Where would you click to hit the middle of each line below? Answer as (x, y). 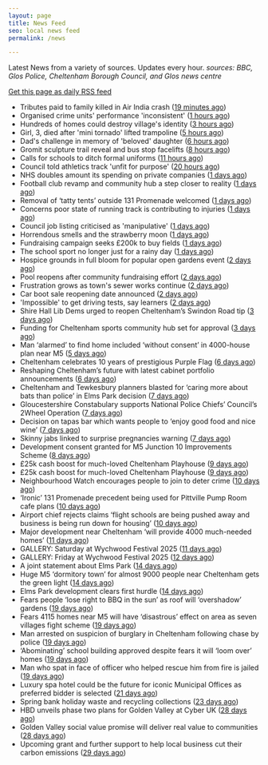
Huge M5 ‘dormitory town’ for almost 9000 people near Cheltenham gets (140, 574)
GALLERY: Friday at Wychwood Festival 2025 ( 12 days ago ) (117, 557)
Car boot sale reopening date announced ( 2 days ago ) (109, 294)
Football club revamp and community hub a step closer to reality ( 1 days (138, 184)
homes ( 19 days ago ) (54, 659)
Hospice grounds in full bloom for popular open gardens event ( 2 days (135, 260)
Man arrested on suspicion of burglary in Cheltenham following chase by (139, 634)
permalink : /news (37, 38)
